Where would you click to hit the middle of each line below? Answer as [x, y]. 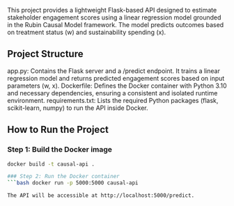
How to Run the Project [58, 130]
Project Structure [45, 54]
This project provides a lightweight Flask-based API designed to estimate [112, 10]
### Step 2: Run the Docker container [63, 177]
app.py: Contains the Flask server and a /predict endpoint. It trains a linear [114, 71]
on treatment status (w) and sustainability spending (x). [87, 32]
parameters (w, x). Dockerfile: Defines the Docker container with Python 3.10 [117, 86]
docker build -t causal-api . [51, 164]
